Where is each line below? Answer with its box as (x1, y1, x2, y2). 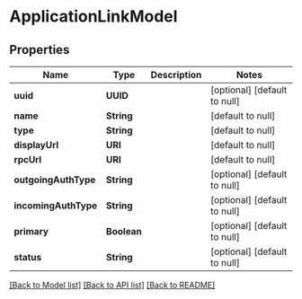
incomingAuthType (13, 199, 98, 212)
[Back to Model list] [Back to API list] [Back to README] (9, 280, 216, 290)
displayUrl (13, 139, 59, 151)
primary (13, 225, 49, 237)
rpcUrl (13, 154, 42, 165)
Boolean (106, 225, 142, 237)
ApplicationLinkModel (9, 6, 178, 27)
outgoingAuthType (13, 173, 96, 186)
